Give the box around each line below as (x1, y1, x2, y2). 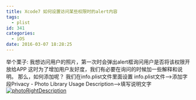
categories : (6, 31, 35, 36)
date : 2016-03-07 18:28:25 (6, 42, 72, 48)
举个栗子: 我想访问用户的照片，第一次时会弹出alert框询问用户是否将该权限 (6, 58, 185, 65)
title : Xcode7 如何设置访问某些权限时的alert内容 (6, 8, 118, 15)
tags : (6, 14, 19, 20)
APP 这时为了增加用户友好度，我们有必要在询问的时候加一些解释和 (16, 65, 178, 72)
